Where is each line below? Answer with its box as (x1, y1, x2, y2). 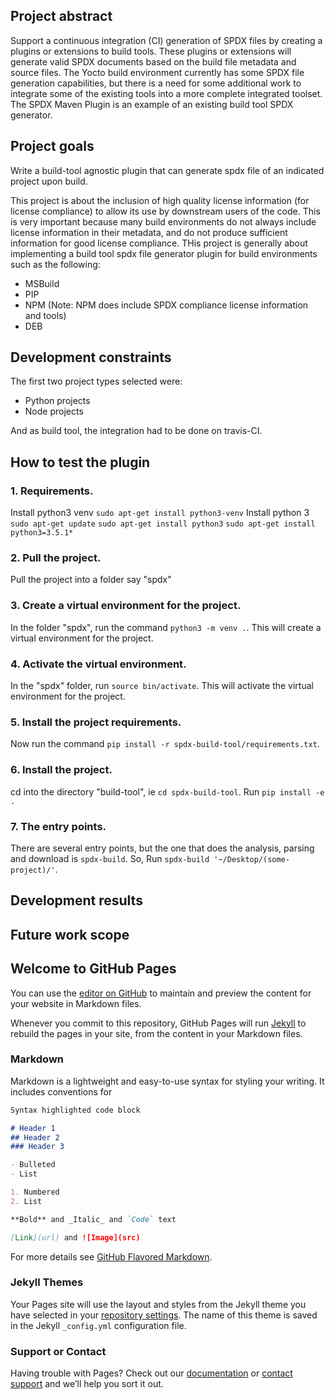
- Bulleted (10, 1160, 56, 1170)
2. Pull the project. (10, 551, 102, 565)
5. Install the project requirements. (10, 715, 182, 729)
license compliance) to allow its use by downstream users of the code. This (10, 205, 321, 217)
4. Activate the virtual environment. (10, 657, 187, 671)
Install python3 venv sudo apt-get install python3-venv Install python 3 (10, 507, 310, 519)
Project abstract (10, 8, 113, 25)
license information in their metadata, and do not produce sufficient (10, 226, 288, 238)
